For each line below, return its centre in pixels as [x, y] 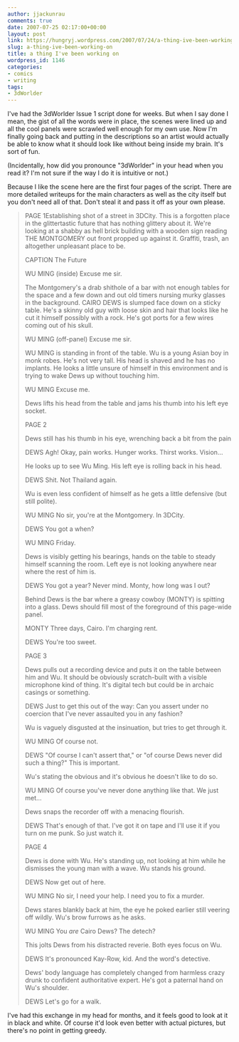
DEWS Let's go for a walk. [63, 1001]
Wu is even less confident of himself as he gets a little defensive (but [126, 494]
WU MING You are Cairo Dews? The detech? [90, 932]
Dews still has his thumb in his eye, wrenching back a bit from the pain [128, 438]
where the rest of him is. [60, 572]
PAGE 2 [36, 425]
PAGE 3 [36, 656]
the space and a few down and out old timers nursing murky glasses [125, 295]
